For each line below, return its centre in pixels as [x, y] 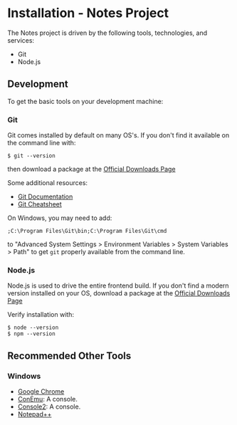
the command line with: [42, 143]
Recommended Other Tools [69, 356]
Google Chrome [41, 392]
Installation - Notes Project [88, 13]
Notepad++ [35, 414]
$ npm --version [31, 334]
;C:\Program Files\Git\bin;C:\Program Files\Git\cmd [87, 231]
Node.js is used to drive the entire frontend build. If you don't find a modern [118, 285]
